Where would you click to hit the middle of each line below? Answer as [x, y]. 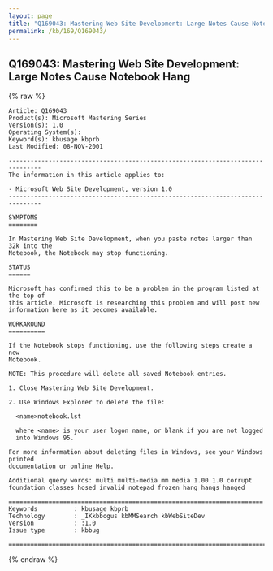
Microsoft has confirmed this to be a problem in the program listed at [134, 289]
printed [22, 460]
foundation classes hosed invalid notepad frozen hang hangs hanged [127, 488]
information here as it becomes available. [83, 310]
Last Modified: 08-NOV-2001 [56, 147]
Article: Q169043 [38, 111]
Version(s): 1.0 [36, 125]
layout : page [30, 16]
